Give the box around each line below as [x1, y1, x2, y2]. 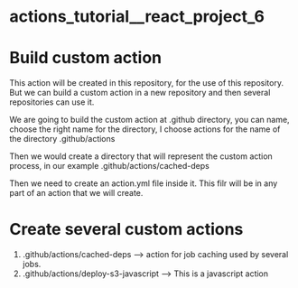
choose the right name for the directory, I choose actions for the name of [9, 124, 281, 135]
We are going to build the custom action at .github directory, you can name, [9, 115, 291, 125]
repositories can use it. [9, 97, 95, 107]
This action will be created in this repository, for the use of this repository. [9, 78, 284, 88]
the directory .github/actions [9, 134, 116, 144]
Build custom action [9, 48, 163, 69]
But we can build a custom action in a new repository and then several [9, 88, 271, 98]
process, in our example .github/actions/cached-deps [9, 161, 210, 172]
